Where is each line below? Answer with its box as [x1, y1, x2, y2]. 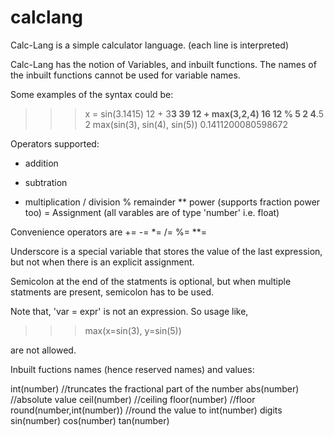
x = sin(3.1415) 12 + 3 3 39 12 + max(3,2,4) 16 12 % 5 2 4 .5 [84, 107, 324, 120]
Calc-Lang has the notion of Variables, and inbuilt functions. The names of [10, 58, 317, 70]
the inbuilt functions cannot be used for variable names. [10, 69, 241, 81]
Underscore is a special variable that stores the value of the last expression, [10, 245, 323, 257]
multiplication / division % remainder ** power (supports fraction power [24, 196, 321, 208]
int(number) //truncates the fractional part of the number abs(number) [10, 382, 300, 395]
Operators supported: [10, 137, 100, 150]
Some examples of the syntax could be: [10, 88, 174, 100]
